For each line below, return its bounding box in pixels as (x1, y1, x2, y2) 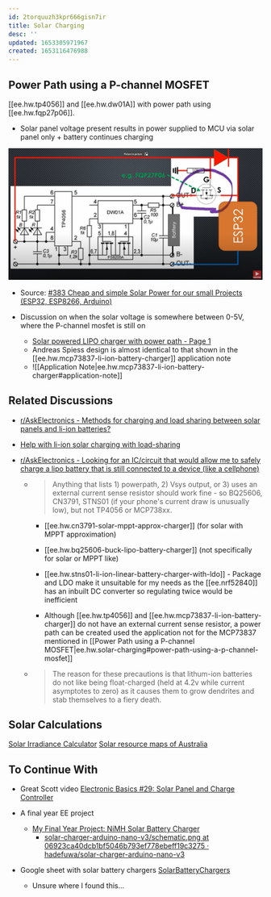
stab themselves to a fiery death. (52, 695, 162, 704)
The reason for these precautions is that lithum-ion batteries (52, 669, 252, 678)
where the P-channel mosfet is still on (19, 320, 146, 330)
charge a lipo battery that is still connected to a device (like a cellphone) (19, 464, 260, 474)
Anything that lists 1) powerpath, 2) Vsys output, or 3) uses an (52, 479, 258, 489)
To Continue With (8, 762, 98, 776)
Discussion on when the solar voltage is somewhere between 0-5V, (19, 311, 244, 322)
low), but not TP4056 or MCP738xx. (52, 505, 173, 515)
